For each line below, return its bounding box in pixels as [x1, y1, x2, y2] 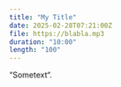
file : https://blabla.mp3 [9, 29, 104, 38]
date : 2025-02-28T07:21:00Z [9, 21, 113, 30]
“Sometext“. [9, 69, 53, 80]
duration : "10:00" [9, 37, 77, 47]
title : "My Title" [9, 12, 77, 22]
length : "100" [9, 46, 62, 54]
